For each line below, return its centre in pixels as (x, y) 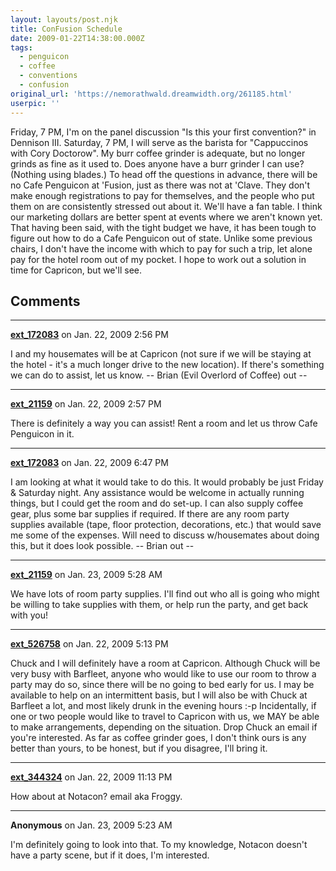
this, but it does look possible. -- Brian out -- (102, 546)
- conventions (48, 76)
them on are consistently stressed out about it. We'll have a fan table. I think (166, 206)
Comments (45, 301)
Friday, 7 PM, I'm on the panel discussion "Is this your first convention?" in (163, 132)
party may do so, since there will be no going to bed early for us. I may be (162, 685)
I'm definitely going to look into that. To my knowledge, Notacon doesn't (159, 845)
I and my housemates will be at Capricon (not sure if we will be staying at (161, 354)
